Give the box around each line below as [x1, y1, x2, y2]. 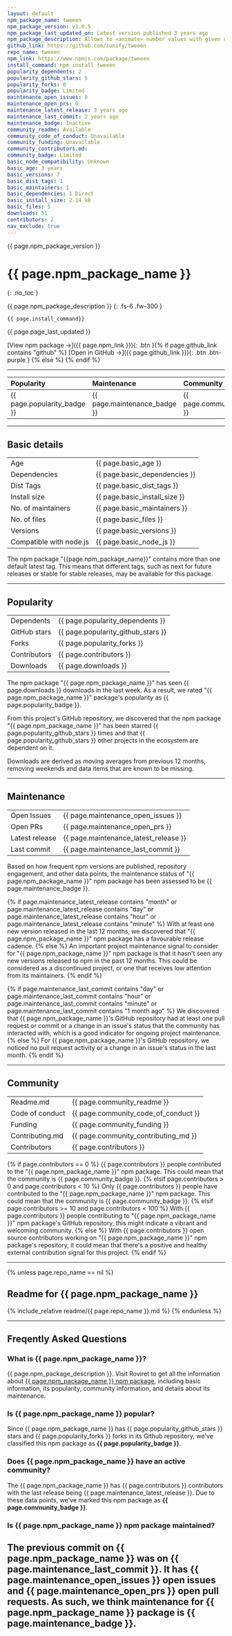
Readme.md [10, 1097, 50, 1107]
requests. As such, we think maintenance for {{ [7, 1596, 215, 1608]
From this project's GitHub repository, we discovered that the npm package [7, 714, 222, 722]
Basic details [7, 438, 64, 450]
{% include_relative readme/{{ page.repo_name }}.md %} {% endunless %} [7, 1306, 222, 1315]
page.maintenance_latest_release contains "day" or [7, 905, 154, 913]
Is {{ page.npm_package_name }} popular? [7, 1409, 155, 1419]
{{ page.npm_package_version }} [7, 242, 101, 250]
